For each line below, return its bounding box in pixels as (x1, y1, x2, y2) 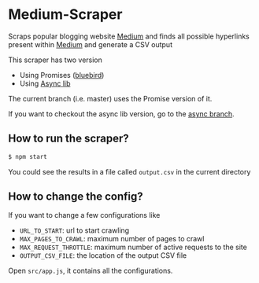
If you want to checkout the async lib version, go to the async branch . (8, 108, 235, 119)
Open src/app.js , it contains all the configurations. (8, 266, 173, 276)
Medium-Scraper (8, 6, 123, 24)
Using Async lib (19, 79, 71, 88)
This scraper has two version (8, 55, 102, 64)
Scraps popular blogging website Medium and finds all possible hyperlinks (8, 31, 250, 41)
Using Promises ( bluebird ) (19, 70, 105, 79)
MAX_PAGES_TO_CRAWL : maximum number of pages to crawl (19, 234, 205, 244)
